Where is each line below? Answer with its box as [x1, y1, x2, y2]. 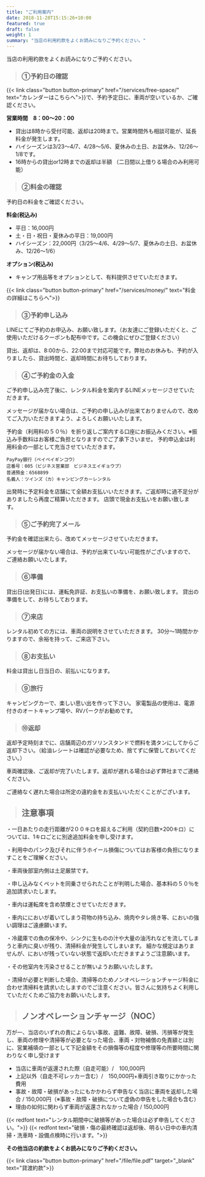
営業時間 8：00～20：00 [6, 114, 75, 122]
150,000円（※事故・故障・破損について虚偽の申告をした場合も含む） [25, 1095, 199, 1103]
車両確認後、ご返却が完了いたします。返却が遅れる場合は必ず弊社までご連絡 [6, 767, 199, 774]
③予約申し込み [21, 311, 69, 320]
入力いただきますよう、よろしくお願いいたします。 [17, 415, 146, 422]
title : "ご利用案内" [6, 9, 54, 15]
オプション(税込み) [6, 260, 54, 267]
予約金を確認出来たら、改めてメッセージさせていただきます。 [6, 535, 162, 543]
